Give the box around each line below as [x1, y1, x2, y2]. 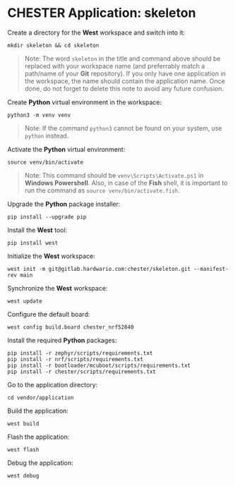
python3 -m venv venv [7, 111, 71, 119]
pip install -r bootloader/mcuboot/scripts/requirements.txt [7, 362, 191, 369]
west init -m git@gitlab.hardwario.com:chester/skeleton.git [7, 265, 191, 272]
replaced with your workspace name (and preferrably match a [24, 61, 205, 70]
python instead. [24, 131, 69, 140]
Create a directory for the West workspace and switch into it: [7, 28, 186, 37]
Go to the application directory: [7, 380, 98, 389]
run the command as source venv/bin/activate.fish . [24, 186, 180, 195]
